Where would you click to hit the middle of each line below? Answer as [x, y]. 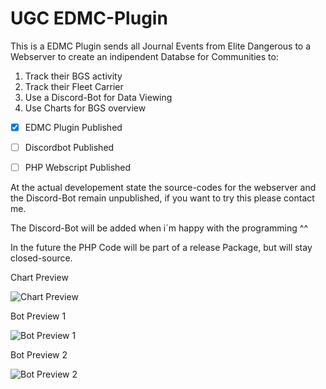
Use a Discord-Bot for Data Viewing [98, 97]
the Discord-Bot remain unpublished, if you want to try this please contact [162, 198]
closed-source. [41, 258]
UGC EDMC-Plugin [89, 18]
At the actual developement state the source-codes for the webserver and [163, 188]
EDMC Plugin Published [73, 127]
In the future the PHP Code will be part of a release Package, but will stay [161, 248]
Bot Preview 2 [39, 355]
